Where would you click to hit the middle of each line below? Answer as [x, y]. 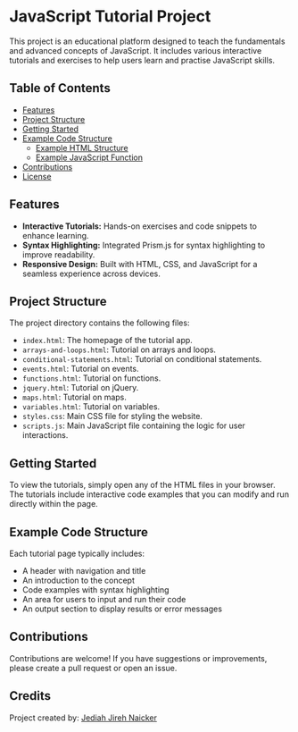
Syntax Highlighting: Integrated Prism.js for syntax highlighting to [144, 245]
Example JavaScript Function [89, 157]
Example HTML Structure [82, 147]
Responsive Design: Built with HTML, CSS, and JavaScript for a [140, 264]
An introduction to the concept [79, 580]
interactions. [45, 435]
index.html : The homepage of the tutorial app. [108, 341]
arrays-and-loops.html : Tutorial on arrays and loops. [119, 349]
